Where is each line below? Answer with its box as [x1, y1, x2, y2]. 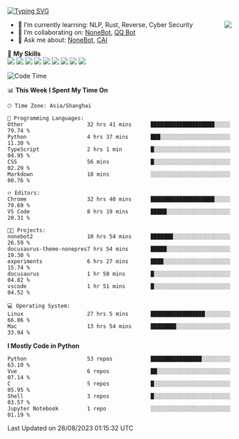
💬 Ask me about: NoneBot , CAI [17, 36, 108, 44]
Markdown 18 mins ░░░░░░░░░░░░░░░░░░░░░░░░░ [7, 171, 231, 178]
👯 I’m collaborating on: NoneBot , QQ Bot [17, 28, 136, 36]
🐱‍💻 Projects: [7, 227, 46, 234]
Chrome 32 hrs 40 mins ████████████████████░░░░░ [7, 196, 231, 203]
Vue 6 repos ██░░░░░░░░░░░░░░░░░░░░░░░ [7, 368, 231, 375]
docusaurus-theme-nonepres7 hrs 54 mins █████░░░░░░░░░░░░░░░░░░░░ [7, 245, 231, 253]
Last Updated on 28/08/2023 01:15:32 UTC [7, 424, 134, 432]
